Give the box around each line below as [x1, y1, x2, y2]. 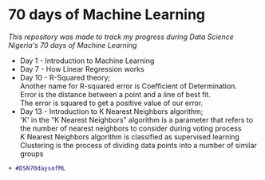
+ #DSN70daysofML [8, 164, 66, 172]
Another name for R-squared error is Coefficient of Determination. [19, 81, 238, 91]
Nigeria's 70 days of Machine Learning [8, 40, 137, 49]
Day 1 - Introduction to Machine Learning [19, 56, 155, 65]
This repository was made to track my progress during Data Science [8, 32, 234, 41]
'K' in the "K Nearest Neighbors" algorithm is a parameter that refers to [19, 115, 254, 124]
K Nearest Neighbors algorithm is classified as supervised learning [19, 131, 239, 141]
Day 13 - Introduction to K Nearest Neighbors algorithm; [19, 106, 204, 116]
